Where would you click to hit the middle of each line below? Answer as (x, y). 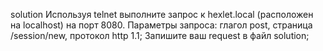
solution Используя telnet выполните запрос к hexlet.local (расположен (162, 14)
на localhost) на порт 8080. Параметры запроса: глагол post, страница (161, 25)
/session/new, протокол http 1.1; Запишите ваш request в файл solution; (160, 35)
